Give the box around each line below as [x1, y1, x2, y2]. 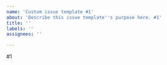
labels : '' [6, 25, 34, 32]
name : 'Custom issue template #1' [6, 8, 94, 15]
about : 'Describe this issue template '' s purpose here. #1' [6, 14, 163, 20]
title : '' [6, 20, 32, 26]
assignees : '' [6, 31, 43, 37]
